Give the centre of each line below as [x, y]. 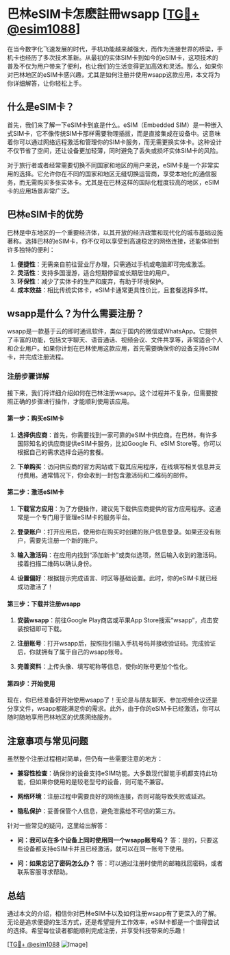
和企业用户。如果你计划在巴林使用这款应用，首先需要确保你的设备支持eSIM [113, 349]
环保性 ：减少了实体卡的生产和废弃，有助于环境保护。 [92, 281]
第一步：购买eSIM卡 [36, 418]
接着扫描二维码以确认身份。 [56, 564]
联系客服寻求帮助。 [44, 872]
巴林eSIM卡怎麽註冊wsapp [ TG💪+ [103, 14]
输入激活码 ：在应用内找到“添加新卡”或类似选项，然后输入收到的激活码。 [119, 555]
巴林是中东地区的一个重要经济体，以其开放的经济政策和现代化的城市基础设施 [115, 232]
